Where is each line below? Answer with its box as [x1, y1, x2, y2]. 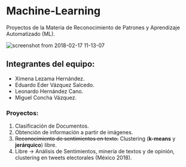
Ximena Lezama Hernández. [14, 75, 85, 82]
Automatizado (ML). [6, 30, 56, 37]
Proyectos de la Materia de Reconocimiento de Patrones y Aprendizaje [6, 24, 181, 31]
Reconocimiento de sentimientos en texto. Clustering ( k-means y [14, 135, 176, 143]
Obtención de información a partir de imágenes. [14, 129, 133, 136]
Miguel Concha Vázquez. [14, 94, 77, 101]
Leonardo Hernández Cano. [14, 88, 84, 95]
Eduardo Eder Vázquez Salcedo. [14, 81, 94, 88]
